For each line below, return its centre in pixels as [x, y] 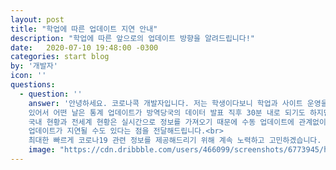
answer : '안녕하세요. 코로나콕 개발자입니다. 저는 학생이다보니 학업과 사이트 [165, 103]
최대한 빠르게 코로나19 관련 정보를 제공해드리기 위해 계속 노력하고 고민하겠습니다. [175, 141]
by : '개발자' [34, 66]
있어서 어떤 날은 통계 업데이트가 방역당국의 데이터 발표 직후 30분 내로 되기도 [167, 112]
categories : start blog [60, 57]
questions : [33, 85]
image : [42, 150]
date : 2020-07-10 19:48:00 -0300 [84, 47]
